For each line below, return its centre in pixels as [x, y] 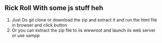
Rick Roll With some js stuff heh [54, 8]
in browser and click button [39, 25]
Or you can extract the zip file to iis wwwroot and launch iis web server [83, 30]
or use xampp [26, 35]
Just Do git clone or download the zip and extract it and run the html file [84, 20]
